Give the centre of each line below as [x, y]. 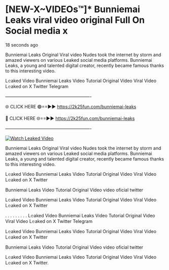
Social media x [37, 31]
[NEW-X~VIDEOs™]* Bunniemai [73, 9]
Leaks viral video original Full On [75, 20]
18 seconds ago [22, 45]
